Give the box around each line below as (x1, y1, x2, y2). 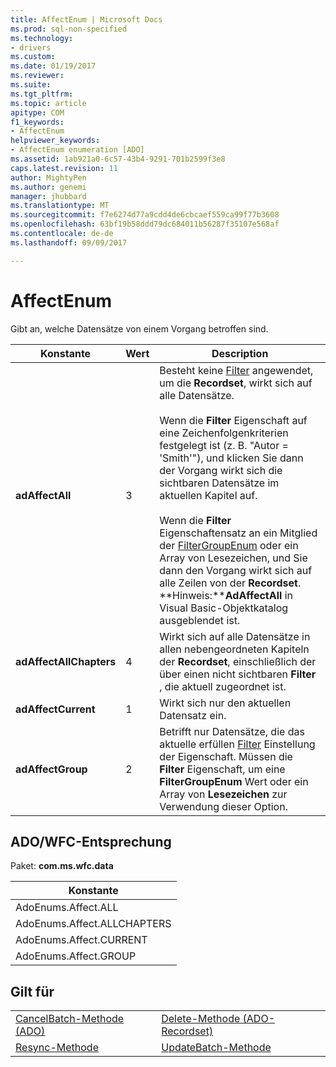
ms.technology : (10, 33, 74, 43)
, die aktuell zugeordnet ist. (159, 679, 287, 693)
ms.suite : (10, 80, 52, 90)
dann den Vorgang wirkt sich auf (159, 563, 313, 577)
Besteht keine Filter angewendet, (159, 363, 314, 377)
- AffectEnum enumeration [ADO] (10, 145, 145, 155)
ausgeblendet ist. (159, 613, 241, 627)
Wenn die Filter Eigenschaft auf (159, 413, 308, 427)
